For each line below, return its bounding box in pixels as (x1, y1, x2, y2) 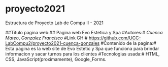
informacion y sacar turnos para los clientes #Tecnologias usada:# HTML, (5, 51, 160, 57)
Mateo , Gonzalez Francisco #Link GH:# (5, 35, 88, 41)
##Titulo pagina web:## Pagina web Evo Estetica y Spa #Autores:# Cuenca (5, 29, 163, 35)
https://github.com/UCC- (88, 35, 141, 41)
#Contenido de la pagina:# (100, 40, 156, 46)
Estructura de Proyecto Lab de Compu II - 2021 (5, 20, 104, 26)
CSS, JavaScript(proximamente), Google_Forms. (5, 56, 107, 62)
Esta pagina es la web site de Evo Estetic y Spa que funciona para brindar (5, 45, 159, 51)
